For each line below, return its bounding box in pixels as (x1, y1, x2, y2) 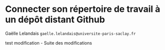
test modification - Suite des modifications (5, 40, 92, 46)
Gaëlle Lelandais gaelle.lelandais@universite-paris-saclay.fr (5, 30, 136, 36)
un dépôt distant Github (5, 14, 105, 25)
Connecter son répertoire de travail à (5, 3, 161, 15)
